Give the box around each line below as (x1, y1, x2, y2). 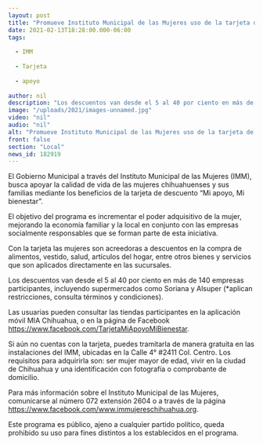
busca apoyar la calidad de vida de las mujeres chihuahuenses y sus (8, 180, 229, 189)
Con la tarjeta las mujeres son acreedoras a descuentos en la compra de (8, 244, 243, 254)
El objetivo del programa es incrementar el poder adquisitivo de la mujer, (8, 212, 242, 221)
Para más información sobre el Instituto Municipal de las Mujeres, (8, 388, 219, 397)
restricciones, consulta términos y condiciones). (8, 292, 164, 302)
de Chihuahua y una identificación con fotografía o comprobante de (8, 364, 227, 374)
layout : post (8, 11, 51, 20)
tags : (8, 33, 26, 42)
